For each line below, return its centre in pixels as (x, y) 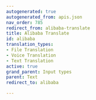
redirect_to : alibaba (32, 83)
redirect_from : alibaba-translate (48, 28)
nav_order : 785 (25, 22)
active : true (22, 66)
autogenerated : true (31, 11)
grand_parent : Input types (39, 72)
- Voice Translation (31, 55)
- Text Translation (30, 61)
